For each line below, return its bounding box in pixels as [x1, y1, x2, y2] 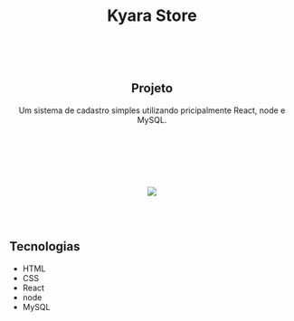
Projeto [130, 80, 174, 96]
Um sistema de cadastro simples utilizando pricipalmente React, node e [18, 105, 286, 116]
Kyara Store [107, 5, 197, 26]
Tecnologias [9, 239, 81, 254]
